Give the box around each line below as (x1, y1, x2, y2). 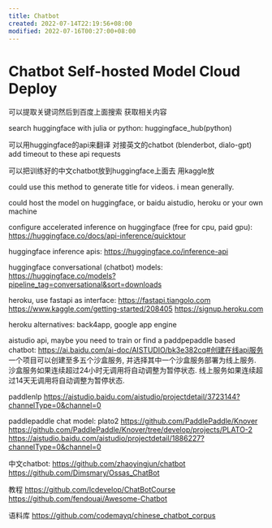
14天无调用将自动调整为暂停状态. (15, 375, 125, 386)
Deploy (8, 79, 58, 97)
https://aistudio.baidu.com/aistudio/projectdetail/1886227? (8, 434, 205, 444)
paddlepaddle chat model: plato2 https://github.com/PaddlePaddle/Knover (8, 416, 258, 426)
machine (8, 206, 38, 216)
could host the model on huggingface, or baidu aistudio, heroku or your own (8, 198, 264, 208)
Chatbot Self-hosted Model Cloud (8, 62, 241, 80)
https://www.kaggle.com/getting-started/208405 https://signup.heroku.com (8, 304, 264, 314)
